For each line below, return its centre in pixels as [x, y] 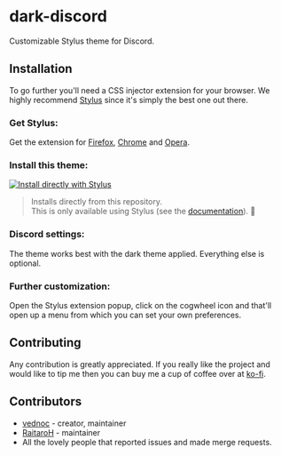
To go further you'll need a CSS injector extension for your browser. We [140, 90]
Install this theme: [49, 164]
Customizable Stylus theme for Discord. [82, 41]
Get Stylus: [34, 123]
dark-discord [59, 16]
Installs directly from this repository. [96, 202]
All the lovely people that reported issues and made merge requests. [147, 442]
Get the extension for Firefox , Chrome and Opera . [100, 142]
